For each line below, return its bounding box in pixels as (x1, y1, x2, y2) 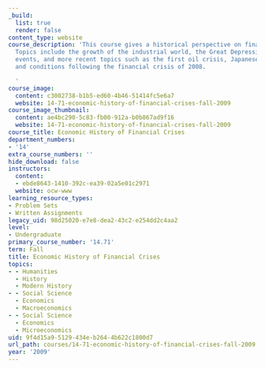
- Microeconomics (15, 326, 73, 334)
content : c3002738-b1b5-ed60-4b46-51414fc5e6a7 (15, 91, 175, 99)
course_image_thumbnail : (8, 106, 90, 114)
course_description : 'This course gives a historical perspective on (8, 41, 242, 49)
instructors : (8, 165, 51, 173)
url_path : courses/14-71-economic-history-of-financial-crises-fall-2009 (8, 340, 256, 349)
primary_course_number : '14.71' (8, 238, 114, 247)
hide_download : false (8, 158, 80, 165)
